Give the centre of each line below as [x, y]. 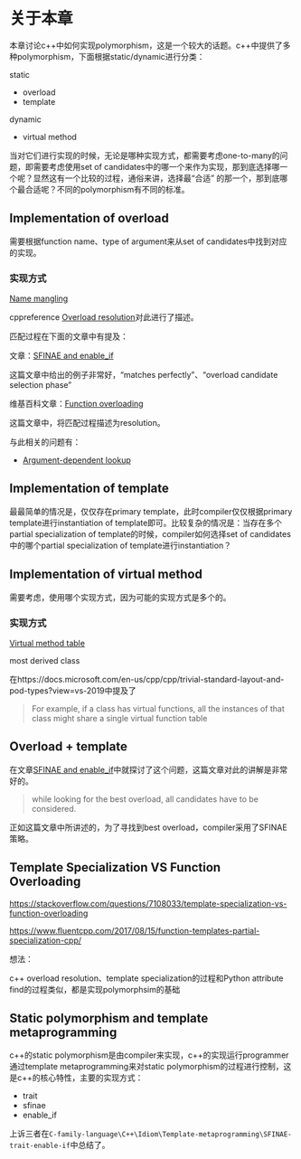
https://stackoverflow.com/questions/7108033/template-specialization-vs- [148, 903]
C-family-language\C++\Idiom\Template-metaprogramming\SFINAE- [170, 1135]
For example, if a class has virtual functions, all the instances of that [158, 708]
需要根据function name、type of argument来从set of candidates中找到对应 [148, 241]
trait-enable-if [40, 1146]
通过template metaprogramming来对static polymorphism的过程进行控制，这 [150, 1067]
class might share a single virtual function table [119, 718]
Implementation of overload [89, 218]
